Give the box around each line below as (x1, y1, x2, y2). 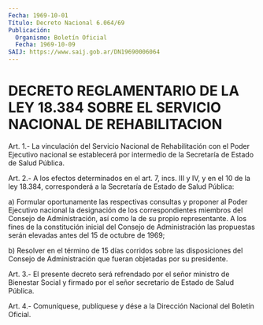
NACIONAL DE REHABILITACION (8, 116, 223, 134)
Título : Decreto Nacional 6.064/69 (8, 19, 125, 27)
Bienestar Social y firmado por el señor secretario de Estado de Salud (8, 277, 235, 287)
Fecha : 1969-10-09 (15, 41, 76, 49)
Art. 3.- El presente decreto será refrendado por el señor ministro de (8, 269, 230, 279)
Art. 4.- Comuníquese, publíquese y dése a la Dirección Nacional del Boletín (8, 301, 254, 311)
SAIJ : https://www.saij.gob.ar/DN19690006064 (8, 48, 160, 56)
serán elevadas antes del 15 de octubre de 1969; (8, 230, 165, 240)
